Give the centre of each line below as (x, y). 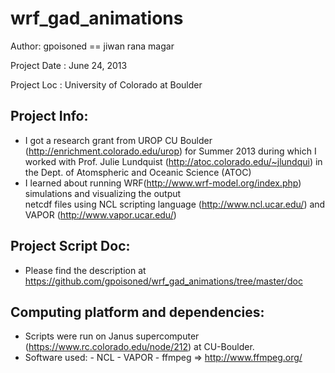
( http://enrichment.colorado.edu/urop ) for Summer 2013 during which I (170, 151)
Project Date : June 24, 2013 (69, 65)
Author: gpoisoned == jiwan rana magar (92, 46)
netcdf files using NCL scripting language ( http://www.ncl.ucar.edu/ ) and (175, 204)
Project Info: (49, 116)
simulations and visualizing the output (103, 193)
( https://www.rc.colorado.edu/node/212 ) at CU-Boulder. (139, 347)
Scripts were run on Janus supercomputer (112, 336)
